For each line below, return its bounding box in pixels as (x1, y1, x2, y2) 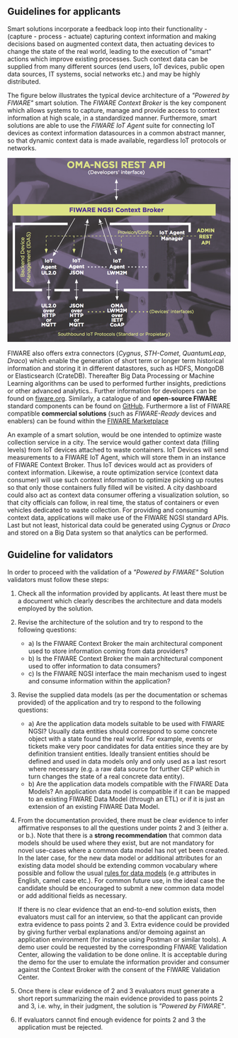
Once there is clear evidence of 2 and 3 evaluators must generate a (17, 986, 215, 995)
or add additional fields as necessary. (17, 891, 127, 900)
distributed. (7, 77, 41, 86)
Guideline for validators (7, 549, 113, 561)
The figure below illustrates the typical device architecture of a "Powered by (7, 91, 230, 99)
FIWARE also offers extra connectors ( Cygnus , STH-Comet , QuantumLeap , (7, 349, 227, 357)
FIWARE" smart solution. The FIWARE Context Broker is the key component (7, 99, 227, 107)
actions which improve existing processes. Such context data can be (7, 55, 208, 63)
